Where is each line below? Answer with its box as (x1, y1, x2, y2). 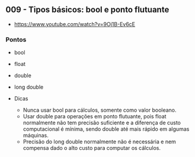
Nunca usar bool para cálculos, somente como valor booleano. (23, 106, 177, 114)
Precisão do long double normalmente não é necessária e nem (23, 138, 176, 145)
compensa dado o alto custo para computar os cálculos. (23, 145, 161, 152)
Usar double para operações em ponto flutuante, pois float (23, 113, 167, 120)
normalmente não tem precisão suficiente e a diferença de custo (23, 119, 181, 127)
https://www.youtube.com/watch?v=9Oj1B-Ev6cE (14, 20, 136, 27)
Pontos (5, 35, 27, 43)
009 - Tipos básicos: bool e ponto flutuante (5, 5, 170, 15)
